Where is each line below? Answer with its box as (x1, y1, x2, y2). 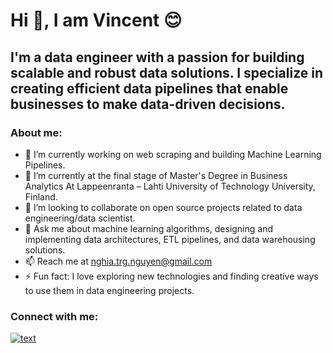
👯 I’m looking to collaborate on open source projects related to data (24, 201, 303, 213)
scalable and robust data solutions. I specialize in (10, 64, 324, 81)
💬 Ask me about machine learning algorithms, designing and (24, 222, 274, 234)
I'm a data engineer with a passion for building (10, 49, 305, 66)
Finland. (24, 190, 58, 203)
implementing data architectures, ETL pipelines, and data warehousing (24, 233, 316, 245)
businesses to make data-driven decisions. (10, 95, 286, 113)
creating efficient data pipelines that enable (10, 80, 289, 97)
